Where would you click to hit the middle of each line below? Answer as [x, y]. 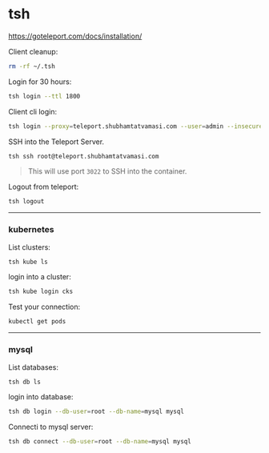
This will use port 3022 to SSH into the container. [107, 171]
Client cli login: [33, 111]
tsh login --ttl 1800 [44, 96]
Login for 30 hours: [40, 82]
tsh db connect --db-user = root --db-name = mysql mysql [100, 442]
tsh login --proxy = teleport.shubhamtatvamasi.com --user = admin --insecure [136, 126]
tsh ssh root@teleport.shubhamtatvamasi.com [84, 156]
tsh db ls [25, 382]
